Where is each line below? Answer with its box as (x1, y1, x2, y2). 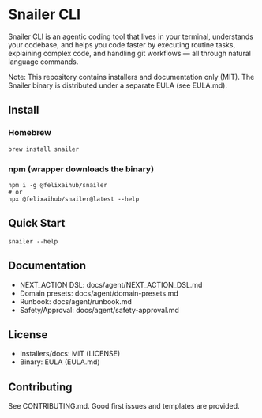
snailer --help (8, 237, 58, 246)
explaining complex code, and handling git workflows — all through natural (8, 48, 251, 58)
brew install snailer (8, 145, 80, 153)
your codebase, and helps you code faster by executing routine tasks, (8, 40, 235, 49)
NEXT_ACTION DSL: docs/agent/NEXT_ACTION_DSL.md (19, 280, 203, 289)
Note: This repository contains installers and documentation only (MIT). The (8, 72, 255, 81)
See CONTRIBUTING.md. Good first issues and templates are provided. (8, 401, 240, 411)
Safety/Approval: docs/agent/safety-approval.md (19, 305, 179, 314)
